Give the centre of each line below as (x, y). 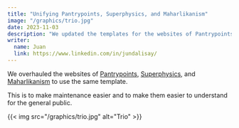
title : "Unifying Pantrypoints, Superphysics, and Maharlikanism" (108, 14)
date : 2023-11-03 (33, 27)
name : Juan (30, 47)
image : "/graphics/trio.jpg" (51, 21)
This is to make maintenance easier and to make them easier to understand (117, 95)
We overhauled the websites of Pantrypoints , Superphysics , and (101, 74)
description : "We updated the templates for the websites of (100, 34)
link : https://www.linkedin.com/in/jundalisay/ (86, 54)
